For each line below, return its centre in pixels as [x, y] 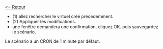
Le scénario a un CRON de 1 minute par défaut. [53, 41]
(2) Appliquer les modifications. [44, 22]
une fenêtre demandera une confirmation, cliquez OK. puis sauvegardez [85, 27]
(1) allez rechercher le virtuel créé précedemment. [63, 16]
